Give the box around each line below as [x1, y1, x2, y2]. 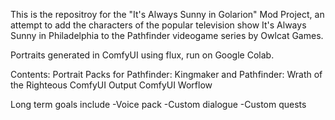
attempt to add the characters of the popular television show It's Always [10, 19, 307, 31]
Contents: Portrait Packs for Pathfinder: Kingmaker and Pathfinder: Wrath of [10, 69, 323, 80]
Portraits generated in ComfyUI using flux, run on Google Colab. [10, 49, 275, 61]
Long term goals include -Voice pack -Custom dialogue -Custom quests [10, 99, 307, 110]
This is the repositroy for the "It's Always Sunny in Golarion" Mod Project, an [10, 9, 325, 20]
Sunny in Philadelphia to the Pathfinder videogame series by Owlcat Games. [10, 30, 324, 41]
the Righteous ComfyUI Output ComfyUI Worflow [10, 79, 213, 91]
